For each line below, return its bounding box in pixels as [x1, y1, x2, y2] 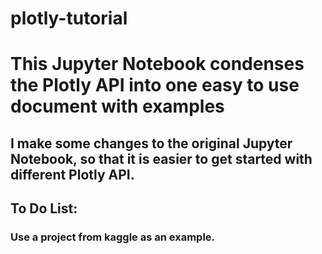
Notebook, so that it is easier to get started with [10, 150, 313, 167]
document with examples [10, 95, 225, 118]
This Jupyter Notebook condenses [10, 53, 305, 76]
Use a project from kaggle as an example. [10, 230, 216, 244]
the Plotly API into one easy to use [10, 74, 300, 97]
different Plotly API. [10, 166, 135, 183]
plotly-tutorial [10, 7, 128, 30]
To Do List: [10, 200, 78, 217]
